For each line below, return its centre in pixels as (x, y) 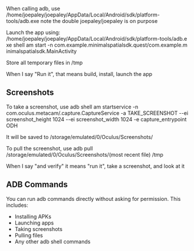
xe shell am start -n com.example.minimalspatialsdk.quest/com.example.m (97, 45)
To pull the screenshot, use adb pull (50, 148)
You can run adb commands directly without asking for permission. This (93, 199)
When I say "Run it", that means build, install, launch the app (79, 74)
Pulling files (29, 235)
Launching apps (34, 223)
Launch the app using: (33, 32)
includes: (17, 205)
